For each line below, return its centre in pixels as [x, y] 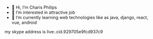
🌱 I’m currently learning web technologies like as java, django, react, [80, 17]
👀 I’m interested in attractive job [43, 12]
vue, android [24, 22]
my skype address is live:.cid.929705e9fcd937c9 [54, 32]
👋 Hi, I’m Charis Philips [34, 7]
